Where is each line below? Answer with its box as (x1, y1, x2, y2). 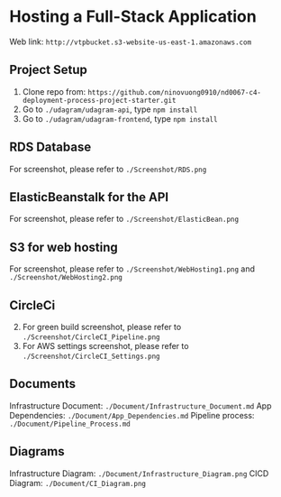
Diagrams (9, 444, 65, 459)
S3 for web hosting (9, 239, 119, 254)
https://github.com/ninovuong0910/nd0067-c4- (87, 87, 261, 97)
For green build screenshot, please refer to (22, 322, 182, 332)
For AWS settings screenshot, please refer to (22, 341, 189, 351)
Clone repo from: (22, 86, 86, 97)
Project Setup (9, 62, 88, 78)
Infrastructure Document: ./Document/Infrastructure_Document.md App (9, 400, 272, 411)
